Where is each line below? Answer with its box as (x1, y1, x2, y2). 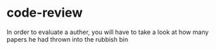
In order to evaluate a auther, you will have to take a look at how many (6, 28, 209, 36)
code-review (6, 5, 83, 21)
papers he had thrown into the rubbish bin (6, 35, 128, 43)
